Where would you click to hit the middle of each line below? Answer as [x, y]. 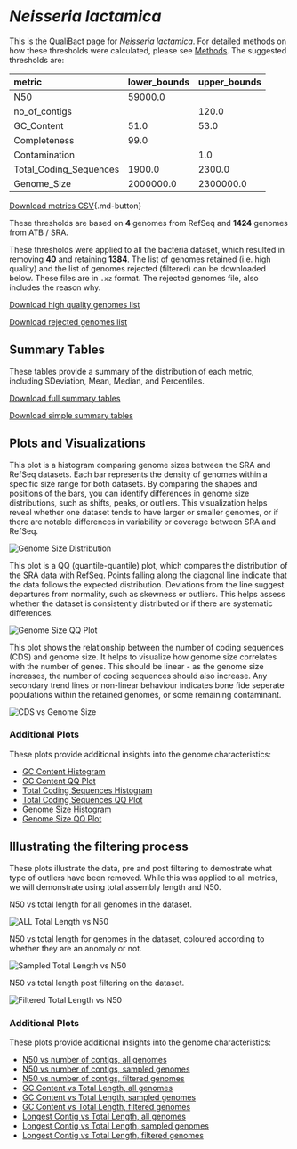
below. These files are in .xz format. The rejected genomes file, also [134, 278]
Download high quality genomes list [75, 304]
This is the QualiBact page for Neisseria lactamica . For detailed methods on [148, 41]
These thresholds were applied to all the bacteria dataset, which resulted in [147, 249]
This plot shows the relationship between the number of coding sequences [147, 647]
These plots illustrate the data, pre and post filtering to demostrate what [141, 868]
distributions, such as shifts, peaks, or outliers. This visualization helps [138, 502]
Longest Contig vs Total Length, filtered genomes [113, 1135]
